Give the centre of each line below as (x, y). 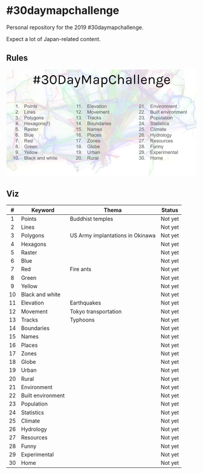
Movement (34, 311)
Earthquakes (85, 303)
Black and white (41, 295)
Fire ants (81, 269)
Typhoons (82, 320)
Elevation (32, 303)
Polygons (33, 235)
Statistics (32, 412)
